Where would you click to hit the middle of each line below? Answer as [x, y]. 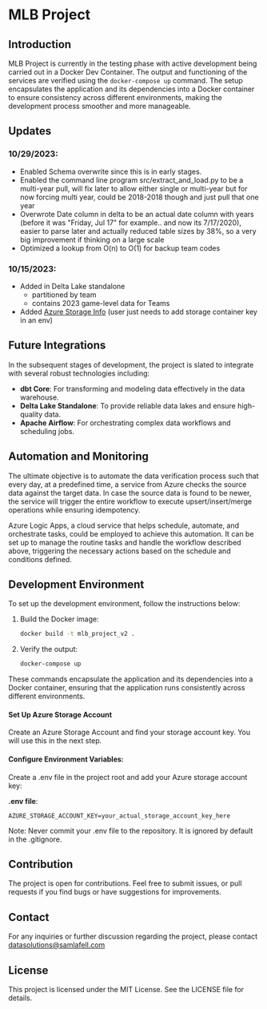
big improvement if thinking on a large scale [92, 239]
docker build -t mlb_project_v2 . [77, 634]
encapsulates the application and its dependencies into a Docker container [132, 89]
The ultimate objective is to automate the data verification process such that [133, 476]
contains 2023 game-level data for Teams [101, 303]
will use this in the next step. [55, 741]
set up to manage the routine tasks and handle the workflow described [125, 542]
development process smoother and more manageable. [100, 106]
